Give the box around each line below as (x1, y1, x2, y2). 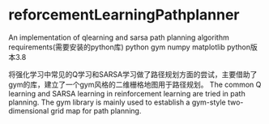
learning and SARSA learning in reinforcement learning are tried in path (8, 88, 246, 98)
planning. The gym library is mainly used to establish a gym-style (8, 97, 227, 107)
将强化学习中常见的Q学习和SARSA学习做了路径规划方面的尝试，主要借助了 (8, 69, 258, 79)
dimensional (8, 105, 49, 115)
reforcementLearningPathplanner (8, 6, 240, 24)
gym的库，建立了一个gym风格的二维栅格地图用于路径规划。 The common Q (8, 79, 262, 89)
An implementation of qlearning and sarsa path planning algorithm (8, 32, 229, 42)
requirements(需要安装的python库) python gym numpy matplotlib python (8, 42, 251, 52)
